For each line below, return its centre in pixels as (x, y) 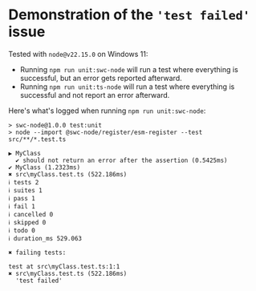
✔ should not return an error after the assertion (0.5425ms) (122, 160)
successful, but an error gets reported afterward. (101, 78)
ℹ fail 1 (22, 206)
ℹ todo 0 (22, 230)
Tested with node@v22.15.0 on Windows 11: (78, 54)
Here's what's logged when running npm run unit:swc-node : (107, 111)
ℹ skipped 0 (27, 222)
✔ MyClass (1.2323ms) (45, 167)
